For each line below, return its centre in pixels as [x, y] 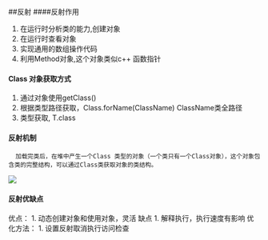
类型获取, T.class [48, 118]
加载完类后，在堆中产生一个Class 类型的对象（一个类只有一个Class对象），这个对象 [135, 157]
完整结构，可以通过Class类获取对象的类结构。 [92, 165]
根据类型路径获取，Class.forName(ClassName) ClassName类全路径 [131, 108]
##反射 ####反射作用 [44, 12]
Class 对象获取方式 [40, 78]
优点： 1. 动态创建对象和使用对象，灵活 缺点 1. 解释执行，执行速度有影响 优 [131, 218]
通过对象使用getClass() [58, 98]
